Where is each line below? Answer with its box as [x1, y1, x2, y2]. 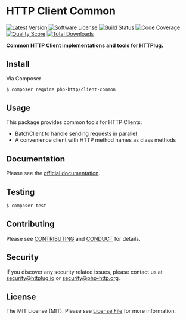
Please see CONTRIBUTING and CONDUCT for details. [6, 235, 141, 242]
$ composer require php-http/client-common [6, 86, 116, 92]
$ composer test [6, 203, 46, 209]
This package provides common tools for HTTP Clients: [6, 119, 142, 126]
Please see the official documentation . [6, 170, 100, 177]
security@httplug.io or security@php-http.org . [6, 274, 120, 281]
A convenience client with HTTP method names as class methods [14, 136, 176, 144]
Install [6, 59, 30, 69]
